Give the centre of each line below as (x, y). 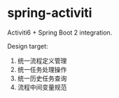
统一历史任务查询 (42, 78)
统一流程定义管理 (42, 61)
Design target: (28, 46)
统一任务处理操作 (42, 69)
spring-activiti (50, 13)
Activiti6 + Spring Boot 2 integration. (60, 32)
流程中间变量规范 (42, 87)
